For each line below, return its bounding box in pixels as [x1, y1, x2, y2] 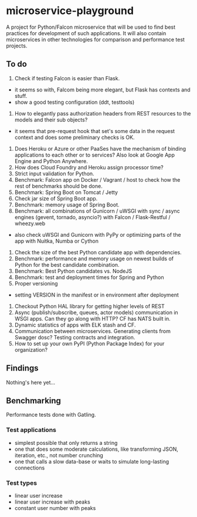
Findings [6, 363, 39, 373]
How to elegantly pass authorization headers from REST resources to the [14, 110, 191, 117]
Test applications [6, 426, 57, 434]
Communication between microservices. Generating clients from [14, 327, 171, 335]
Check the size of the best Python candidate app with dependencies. [14, 249, 182, 256]
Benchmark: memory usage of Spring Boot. [14, 201, 120, 208]
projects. [6, 42, 28, 49]
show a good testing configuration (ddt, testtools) [14, 98, 135, 106]
